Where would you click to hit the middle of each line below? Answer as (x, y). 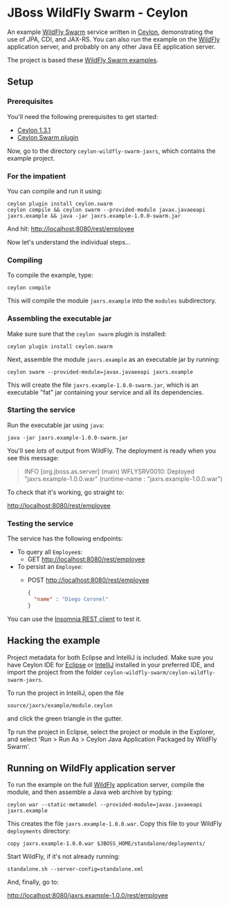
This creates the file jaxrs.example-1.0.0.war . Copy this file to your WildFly (115, 824)
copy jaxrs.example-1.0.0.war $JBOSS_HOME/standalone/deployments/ (107, 844)
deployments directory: (39, 831)
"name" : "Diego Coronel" (71, 599)
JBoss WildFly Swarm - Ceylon (98, 13)
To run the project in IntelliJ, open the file (66, 693)
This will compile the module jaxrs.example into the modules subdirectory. (112, 301)
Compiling (25, 260)
